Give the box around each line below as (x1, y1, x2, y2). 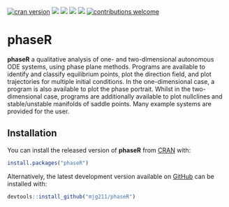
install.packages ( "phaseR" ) (7, 159, 89, 166)
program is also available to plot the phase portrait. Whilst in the (7, 85, 191, 93)
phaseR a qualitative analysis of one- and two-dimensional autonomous (7, 55, 214, 63)
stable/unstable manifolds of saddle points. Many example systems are (7, 99, 212, 108)
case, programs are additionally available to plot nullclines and (43, 92, 223, 101)
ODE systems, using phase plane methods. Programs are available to (7, 62, 206, 71)
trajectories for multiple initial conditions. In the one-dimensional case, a (7, 77, 215, 85)
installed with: (7, 179, 47, 188)
